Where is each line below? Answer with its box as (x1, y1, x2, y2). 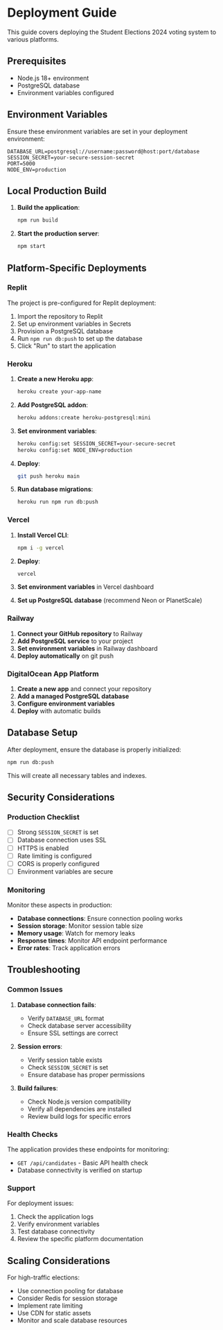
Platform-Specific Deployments (7, 262, 147, 274)
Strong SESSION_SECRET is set (17, 828, 99, 836)
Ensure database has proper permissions (27, 1070, 145, 1079)
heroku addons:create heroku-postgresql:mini (17, 414, 151, 421)
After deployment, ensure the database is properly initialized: (7, 745, 181, 754)
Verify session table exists (27, 1056, 102, 1064)
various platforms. (7, 35, 59, 43)
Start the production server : (17, 229, 100, 238)
